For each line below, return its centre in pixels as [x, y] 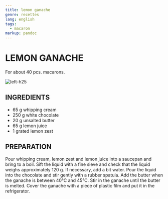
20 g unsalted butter [34, 120]
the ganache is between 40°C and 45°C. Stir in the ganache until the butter [83, 180]
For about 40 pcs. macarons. [35, 72]
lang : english [20, 19]
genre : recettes [22, 15]
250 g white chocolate [36, 115]
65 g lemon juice [30, 126]
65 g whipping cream [34, 110]
